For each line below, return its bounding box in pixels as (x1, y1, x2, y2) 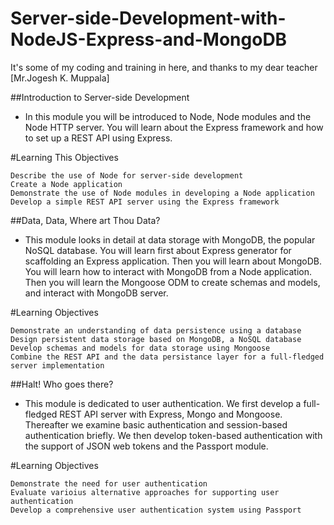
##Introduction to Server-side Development (10, 91, 190, 103)
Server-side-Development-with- (10, 7, 287, 30)
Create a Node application (10, 179, 123, 189)
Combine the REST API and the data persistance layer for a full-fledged (10, 352, 325, 362)
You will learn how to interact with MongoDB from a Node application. (24, 265, 312, 277)
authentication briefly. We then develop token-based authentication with (24, 429, 323, 441)
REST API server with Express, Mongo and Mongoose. (59, 408, 283, 420)
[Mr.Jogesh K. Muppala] (10, 72, 110, 84)
